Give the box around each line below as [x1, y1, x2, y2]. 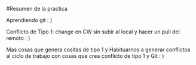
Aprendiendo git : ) [6, 17, 53, 23]
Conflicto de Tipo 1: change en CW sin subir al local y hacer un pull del [6, 28, 180, 35]
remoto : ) [6, 35, 30, 41]
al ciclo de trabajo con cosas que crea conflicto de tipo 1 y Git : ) [6, 52, 164, 59]
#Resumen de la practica [6, 5, 68, 12]
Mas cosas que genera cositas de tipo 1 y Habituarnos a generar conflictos [6, 46, 191, 53]
